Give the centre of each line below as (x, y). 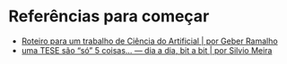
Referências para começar (109, 16)
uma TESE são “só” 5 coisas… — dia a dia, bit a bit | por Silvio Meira (147, 50)
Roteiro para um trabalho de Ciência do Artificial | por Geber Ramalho (150, 41)
